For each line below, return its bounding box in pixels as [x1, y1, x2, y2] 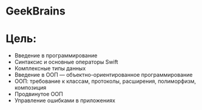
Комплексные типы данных [14, 65, 86, 72]
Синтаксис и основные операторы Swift [14, 59, 119, 66]
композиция [14, 84, 47, 91]
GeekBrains [5, 4, 66, 18]
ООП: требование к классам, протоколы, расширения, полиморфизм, [14, 77, 197, 85]
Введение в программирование [14, 52, 98, 59]
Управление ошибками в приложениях [14, 97, 116, 104]
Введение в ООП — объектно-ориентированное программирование [14, 71, 193, 79]
